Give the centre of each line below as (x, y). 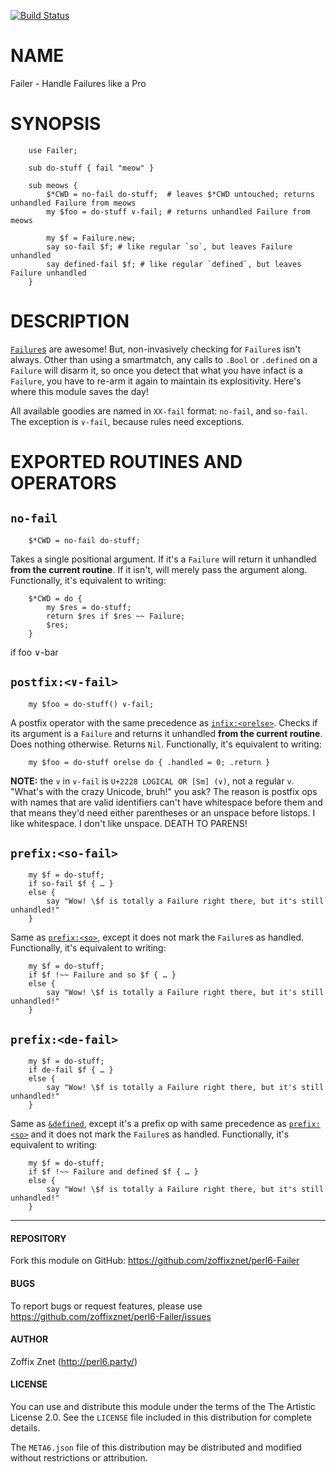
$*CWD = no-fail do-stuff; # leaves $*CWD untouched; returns (180, 194)
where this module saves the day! (79, 391)
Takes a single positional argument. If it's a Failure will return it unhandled (163, 559)
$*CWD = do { (55, 598)
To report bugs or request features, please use (106, 1306)
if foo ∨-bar (34, 652)
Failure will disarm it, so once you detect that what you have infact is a (156, 370)
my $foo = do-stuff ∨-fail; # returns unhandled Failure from (178, 211)
